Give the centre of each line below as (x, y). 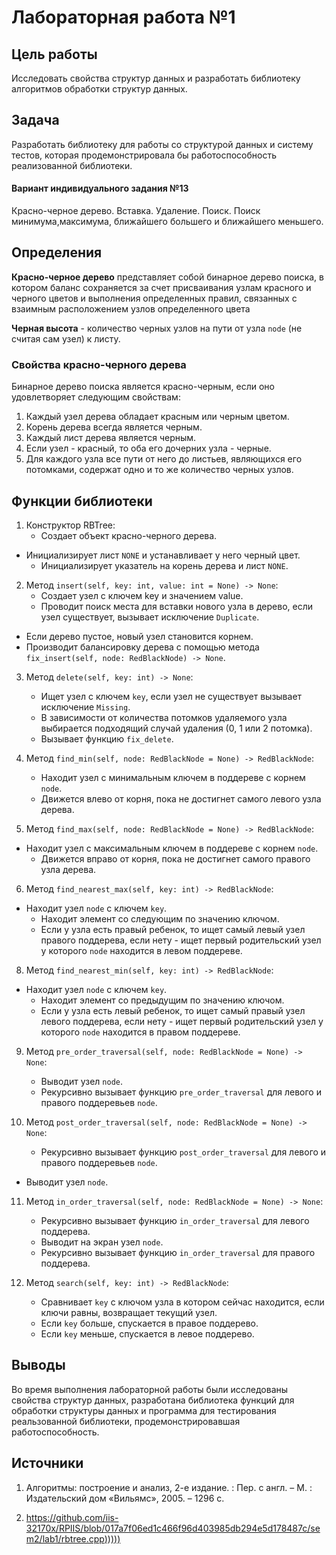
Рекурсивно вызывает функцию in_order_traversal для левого (175, 1220)
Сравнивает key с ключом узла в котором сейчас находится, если (182, 1302)
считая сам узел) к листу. (66, 338)
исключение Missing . (85, 707)
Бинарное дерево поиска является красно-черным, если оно (143, 387)
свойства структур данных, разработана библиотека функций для (153, 1400)
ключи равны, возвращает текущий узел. (129, 1312)
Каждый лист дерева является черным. (111, 438)
